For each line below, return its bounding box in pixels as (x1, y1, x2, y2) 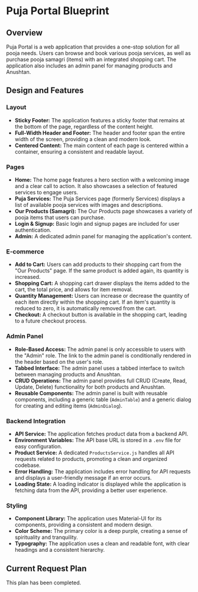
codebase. (14, 461, 41, 469)
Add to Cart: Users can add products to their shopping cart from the (14, 261, 181, 268)
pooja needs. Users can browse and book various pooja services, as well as (6, 50, 191, 57)
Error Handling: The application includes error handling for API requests (14, 468, 191, 475)
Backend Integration (6, 417, 66, 425)
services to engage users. (14, 188, 79, 196)
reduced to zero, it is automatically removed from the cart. (14, 305, 157, 312)
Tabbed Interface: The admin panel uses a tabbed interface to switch (14, 365, 185, 372)
